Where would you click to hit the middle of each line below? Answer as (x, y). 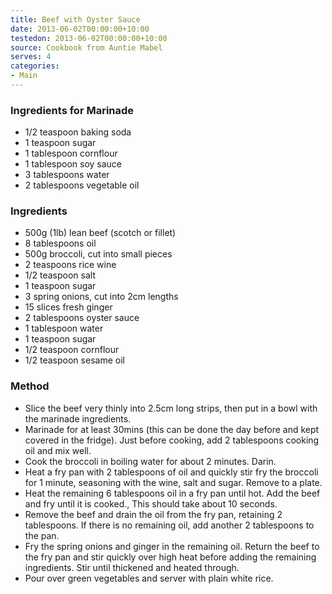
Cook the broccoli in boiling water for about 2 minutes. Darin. (150, 461)
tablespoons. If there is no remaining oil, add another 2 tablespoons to (169, 525)
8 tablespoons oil (60, 243)
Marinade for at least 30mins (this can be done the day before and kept (172, 429)
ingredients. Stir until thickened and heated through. (132, 567)
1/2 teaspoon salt (60, 275)
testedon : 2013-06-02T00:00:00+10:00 (89, 38)
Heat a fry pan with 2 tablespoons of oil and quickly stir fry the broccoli (171, 472)
